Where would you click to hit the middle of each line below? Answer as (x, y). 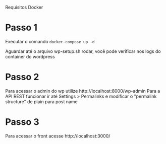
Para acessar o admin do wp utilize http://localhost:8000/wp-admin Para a (83, 91)
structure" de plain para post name (41, 101)
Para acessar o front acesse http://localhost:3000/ (58, 136)
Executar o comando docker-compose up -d (50, 41)
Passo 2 (22, 77)
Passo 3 (22, 122)
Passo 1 (21, 28)
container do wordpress (30, 56)
